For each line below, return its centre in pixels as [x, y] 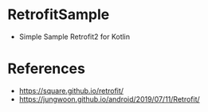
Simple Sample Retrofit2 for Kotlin [75, 37]
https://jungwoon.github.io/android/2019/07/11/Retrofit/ [109, 99]
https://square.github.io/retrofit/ [71, 91]
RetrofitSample [59, 15]
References [46, 69]
